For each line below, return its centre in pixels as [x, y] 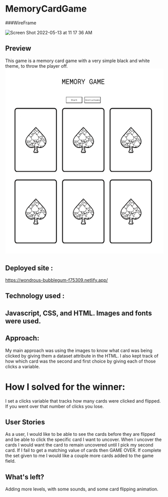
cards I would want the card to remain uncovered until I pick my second [79, 445]
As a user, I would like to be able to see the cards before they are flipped [80, 434]
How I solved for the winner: [65, 387]
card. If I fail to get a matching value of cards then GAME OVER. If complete [83, 451]
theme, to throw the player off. [36, 66]
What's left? [25, 477]
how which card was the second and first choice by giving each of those [80, 361]
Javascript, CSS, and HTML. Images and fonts [79, 313]
